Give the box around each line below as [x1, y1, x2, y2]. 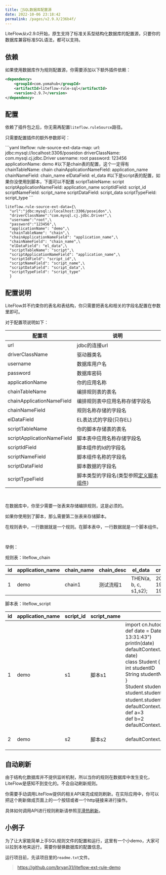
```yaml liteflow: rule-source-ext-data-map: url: [5, 145, 100, 151]
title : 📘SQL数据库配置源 [5, 7, 52, 12]
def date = [125, 628, 150, 635]
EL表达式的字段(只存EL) [77, 416, 132, 423]
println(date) [125, 640, 155, 647]
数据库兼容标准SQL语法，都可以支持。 [5, 37, 83, 43]
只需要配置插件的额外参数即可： [5, 135, 70, 141]
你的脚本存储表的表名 [77, 426, 127, 433]
